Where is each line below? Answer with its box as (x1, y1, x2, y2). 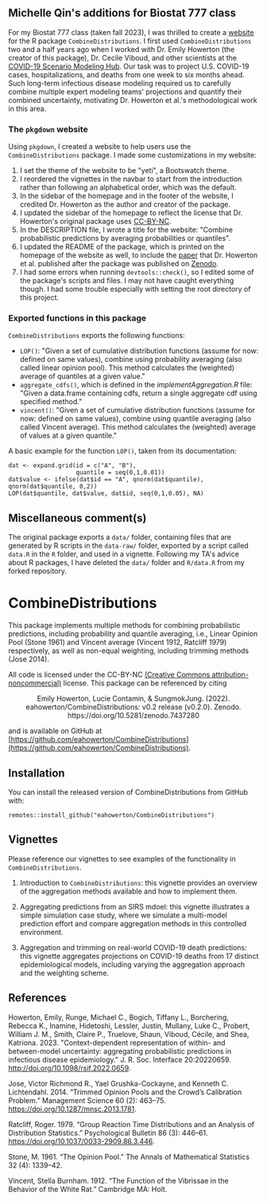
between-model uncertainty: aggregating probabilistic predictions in (8, 1046, 232, 1055)
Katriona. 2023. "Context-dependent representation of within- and (8, 1038, 226, 1047)
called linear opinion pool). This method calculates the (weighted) (19, 363, 235, 373)
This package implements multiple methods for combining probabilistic (8, 621, 241, 630)
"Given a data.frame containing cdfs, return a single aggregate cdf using (19, 388, 257, 398)
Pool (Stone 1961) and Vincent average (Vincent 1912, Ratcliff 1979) (8, 638, 227, 647)
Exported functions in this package (8, 312, 147, 324)
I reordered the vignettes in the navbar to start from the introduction (19, 175, 242, 184)
